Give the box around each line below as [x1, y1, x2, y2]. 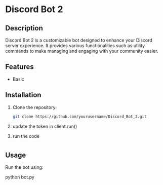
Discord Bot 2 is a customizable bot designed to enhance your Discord [5, 37, 153, 43]
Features [5, 62, 34, 71]
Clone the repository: [12, 104, 57, 110]
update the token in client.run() [12, 123, 77, 129]
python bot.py [5, 174, 34, 180]
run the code [12, 133, 39, 139]
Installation [5, 91, 42, 99]
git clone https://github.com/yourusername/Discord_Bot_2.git [12, 114, 147, 119]
